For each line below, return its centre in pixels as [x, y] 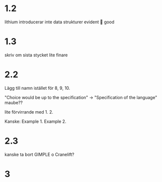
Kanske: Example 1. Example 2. [35, 121]
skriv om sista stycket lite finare [36, 55]
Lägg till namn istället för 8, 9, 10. [38, 88]
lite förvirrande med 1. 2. [29, 112]
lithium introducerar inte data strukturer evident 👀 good [59, 22]
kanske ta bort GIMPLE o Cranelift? [40, 154]
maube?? [14, 102]
